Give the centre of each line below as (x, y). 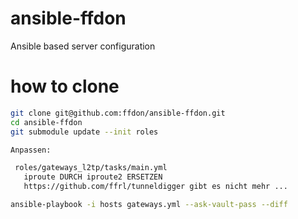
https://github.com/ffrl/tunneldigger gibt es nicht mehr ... (155, 187)
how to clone (65, 86)
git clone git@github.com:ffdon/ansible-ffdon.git (118, 113)
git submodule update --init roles (84, 132)
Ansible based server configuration (83, 46)
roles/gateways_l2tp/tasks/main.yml (91, 168)
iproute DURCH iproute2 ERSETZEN (93, 177)
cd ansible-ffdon (46, 122)
